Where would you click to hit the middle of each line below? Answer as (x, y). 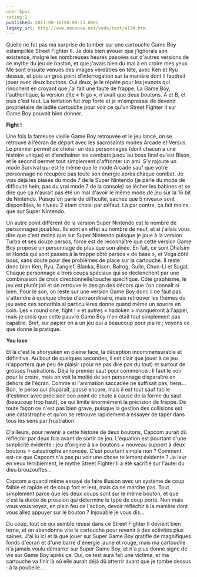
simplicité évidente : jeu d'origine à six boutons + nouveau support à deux (96, 445)
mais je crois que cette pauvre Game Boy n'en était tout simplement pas (93, 317)
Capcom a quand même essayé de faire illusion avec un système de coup (95, 481)
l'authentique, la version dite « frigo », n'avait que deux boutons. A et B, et (96, 95)
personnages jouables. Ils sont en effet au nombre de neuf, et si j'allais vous (98, 229)
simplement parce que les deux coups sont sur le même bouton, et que (92, 494)
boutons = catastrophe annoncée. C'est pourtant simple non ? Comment (94, 451)
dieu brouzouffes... (29, 470)
